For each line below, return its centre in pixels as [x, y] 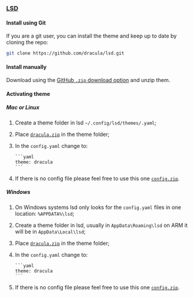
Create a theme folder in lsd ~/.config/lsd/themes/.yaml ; [86, 122]
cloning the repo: [27, 43]
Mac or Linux [23, 107]
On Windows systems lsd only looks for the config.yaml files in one [98, 207]
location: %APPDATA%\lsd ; [45, 213]
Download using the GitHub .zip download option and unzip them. [88, 80]
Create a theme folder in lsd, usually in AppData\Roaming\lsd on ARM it [101, 225]
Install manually [26, 66]
